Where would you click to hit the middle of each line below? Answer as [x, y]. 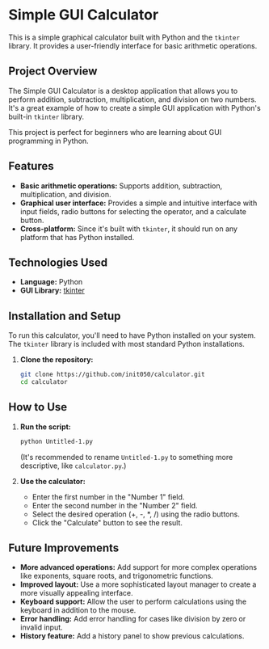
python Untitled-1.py [56, 441]
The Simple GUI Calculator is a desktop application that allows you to [123, 91]
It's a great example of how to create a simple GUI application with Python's [134, 107]
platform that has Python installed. [77, 237]
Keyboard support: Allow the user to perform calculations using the [133, 602]
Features [31, 166]
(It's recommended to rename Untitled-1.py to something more [126, 457]
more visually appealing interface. [76, 593]
